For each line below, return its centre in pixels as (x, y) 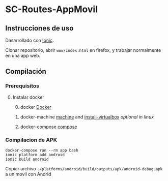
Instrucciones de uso (39, 28)
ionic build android (27, 159)
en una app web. (23, 55)
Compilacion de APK (31, 140)
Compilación (26, 71)
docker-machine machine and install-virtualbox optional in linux (87, 117)
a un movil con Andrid (28, 174)
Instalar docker (28, 97)
